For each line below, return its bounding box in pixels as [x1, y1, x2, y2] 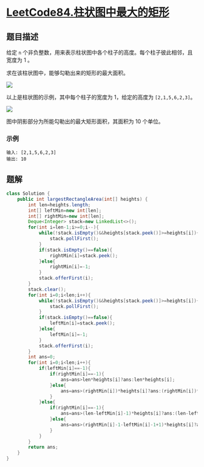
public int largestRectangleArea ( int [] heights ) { [17, 196, 148, 202]
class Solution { [6, 190, 50, 197]
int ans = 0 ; [28, 354, 56, 360]
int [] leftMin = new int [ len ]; [28, 207, 102, 213]
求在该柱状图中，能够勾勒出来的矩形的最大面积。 [6, 69, 129, 76]
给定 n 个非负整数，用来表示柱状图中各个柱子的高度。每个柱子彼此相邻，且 [6, 49, 193, 56]
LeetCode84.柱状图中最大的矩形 [6, 5, 170, 19]
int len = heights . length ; [28, 201, 91, 208]
